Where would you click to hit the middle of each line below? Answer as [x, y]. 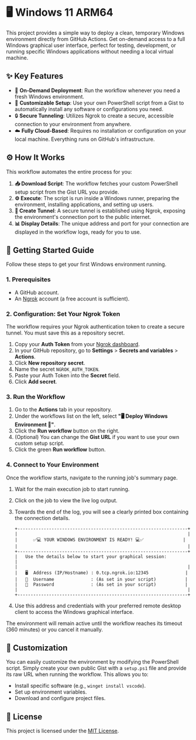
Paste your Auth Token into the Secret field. [67, 375]
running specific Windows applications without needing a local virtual [90, 51]
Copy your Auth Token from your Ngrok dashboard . [77, 344]
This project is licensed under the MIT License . [63, 731]
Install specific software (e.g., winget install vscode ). [80, 686]
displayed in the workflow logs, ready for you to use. [78, 232]
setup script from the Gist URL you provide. [67, 192]
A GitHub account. [37, 292]
